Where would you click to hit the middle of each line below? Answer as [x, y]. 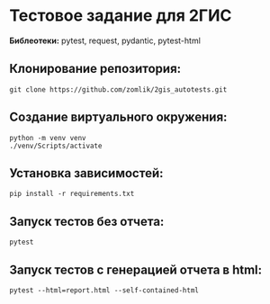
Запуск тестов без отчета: [87, 221]
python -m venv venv [48, 138]
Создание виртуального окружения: [118, 117]
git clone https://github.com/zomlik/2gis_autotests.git [118, 89]
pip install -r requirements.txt [72, 194]
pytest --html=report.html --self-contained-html [104, 291]
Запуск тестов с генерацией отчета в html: [136, 269]
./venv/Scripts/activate [56, 146]
